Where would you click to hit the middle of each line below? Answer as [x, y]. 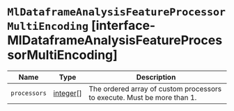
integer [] [68, 93]
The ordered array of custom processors [155, 89]
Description [156, 77]
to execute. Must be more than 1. [143, 97]
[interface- [123, 26]
